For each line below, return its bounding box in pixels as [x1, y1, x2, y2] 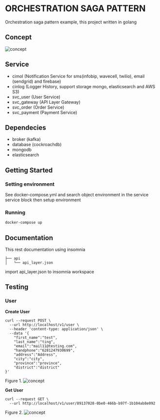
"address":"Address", [14, 352, 57, 357]
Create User [5, 308, 30, 314]
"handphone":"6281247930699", [14, 348, 75, 353]
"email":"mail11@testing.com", [14, 344, 77, 348]
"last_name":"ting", [14, 339, 55, 344]
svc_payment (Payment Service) [12, 109, 77, 115]
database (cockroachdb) [12, 142, 62, 148]
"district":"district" [14, 365, 60, 370]
